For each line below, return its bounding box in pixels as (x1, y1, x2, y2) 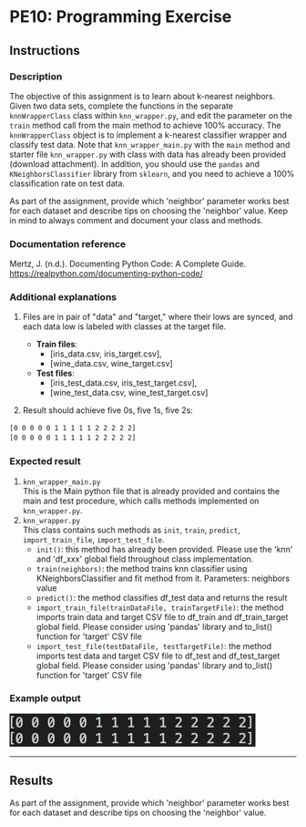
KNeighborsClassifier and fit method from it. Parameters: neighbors (36, 573, 290, 584)
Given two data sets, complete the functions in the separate (9, 100, 234, 111)
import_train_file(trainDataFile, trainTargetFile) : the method (36, 602, 284, 613)
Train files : (36, 339, 78, 350)
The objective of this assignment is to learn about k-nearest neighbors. (9, 90, 276, 101)
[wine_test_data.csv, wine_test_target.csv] (49, 388, 209, 398)
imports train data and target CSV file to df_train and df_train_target (36, 611, 289, 622)
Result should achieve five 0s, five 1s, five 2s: (22, 405, 193, 416)
